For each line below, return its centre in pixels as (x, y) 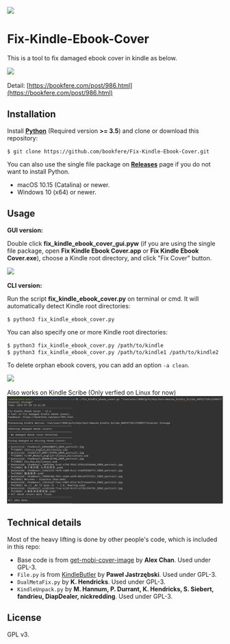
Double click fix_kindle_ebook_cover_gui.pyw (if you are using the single (111, 243)
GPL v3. (18, 634)
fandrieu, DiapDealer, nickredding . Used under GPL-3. (95, 596)
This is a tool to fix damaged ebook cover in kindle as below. (92, 58)
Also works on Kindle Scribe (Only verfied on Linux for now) (92, 392)
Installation (31, 114)
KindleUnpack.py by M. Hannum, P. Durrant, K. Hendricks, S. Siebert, (115, 589)
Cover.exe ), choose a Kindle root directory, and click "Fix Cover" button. (110, 258)
